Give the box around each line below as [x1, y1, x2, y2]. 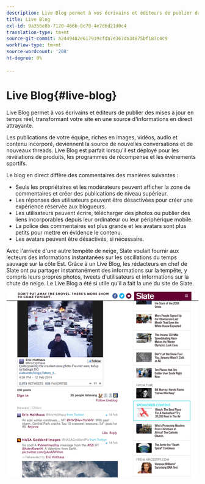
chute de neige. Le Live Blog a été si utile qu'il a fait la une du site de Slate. [6, 279, 194, 287]
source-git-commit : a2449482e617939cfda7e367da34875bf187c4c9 [6, 35, 168, 42]
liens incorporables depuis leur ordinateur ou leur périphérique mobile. [15, 216, 193, 223]
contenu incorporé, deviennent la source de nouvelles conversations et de [6, 140, 193, 147]
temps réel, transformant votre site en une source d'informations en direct [6, 115, 192, 122]
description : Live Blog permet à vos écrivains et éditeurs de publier [6, 10, 192, 16]
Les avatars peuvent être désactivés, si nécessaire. [15, 235, 145, 243]
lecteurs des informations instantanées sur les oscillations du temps [6, 254, 177, 261]
